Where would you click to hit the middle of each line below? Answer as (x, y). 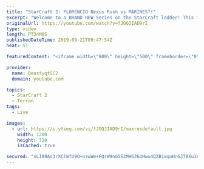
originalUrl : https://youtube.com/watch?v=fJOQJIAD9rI (77, 23)
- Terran (23, 101)
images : (16, 123)
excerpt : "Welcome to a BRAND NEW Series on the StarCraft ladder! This (100, 18)
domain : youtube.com (38, 79)
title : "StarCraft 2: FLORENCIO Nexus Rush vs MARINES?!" (81, 12)
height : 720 (32, 140)
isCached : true (36, 146)
